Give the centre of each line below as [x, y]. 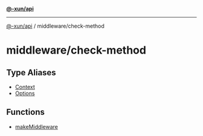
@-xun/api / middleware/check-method [55, 26]
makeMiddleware [37, 126]
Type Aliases [31, 73]
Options [25, 93]
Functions [26, 112]
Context [25, 87]
